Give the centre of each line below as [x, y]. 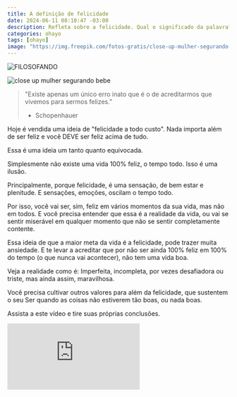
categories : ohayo [34, 34]
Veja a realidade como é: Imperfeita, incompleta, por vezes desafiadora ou [116, 271]
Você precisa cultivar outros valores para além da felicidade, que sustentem [118, 292]
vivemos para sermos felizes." [68, 102]
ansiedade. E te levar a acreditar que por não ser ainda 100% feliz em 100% [117, 250]
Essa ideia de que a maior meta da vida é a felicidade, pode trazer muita [112, 242]
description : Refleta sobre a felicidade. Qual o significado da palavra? [120, 27]
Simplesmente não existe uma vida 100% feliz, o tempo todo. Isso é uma [113, 164]
